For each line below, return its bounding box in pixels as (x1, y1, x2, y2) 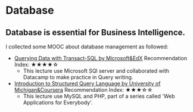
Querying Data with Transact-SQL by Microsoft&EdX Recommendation (14, 55, 188, 61)
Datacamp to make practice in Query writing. (23, 74, 133, 80)
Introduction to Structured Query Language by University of (14, 80, 161, 87)
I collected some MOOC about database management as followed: (5, 43, 169, 50)
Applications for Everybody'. (23, 99, 93, 106)
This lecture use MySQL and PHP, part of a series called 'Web (23, 93, 175, 99)
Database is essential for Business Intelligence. (5, 27, 186, 38)
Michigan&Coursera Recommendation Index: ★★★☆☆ (14, 86, 153, 93)
